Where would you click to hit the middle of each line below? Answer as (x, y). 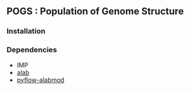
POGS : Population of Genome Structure (95, 11)
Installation (26, 31)
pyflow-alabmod (40, 80)
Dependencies (32, 50)
